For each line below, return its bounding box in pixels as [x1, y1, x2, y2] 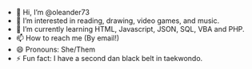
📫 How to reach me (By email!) [15, 33, 120, 43]
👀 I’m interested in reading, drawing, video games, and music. [15, 16, 220, 25]
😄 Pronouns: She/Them [15, 44, 96, 54]
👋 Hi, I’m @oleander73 [15, 8, 90, 17]
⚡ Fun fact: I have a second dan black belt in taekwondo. [15, 54, 203, 63]
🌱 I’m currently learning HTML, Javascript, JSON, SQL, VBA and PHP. [15, 25, 246, 33]
